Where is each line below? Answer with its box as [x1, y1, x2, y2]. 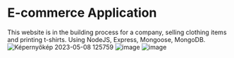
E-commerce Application [7, 5, 157, 21]
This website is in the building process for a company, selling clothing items [7, 28, 227, 36]
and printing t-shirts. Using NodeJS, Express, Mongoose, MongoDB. [7, 35, 206, 43]
